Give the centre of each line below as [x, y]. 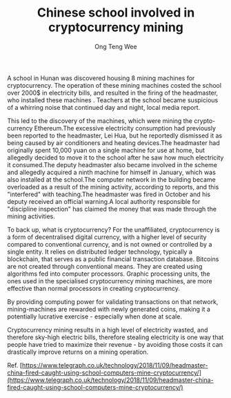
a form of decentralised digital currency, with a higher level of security [107, 237]
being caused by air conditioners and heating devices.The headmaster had [113, 142]
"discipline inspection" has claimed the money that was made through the [112, 209]
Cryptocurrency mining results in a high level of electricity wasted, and [108, 330]
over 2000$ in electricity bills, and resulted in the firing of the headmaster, [113, 93]
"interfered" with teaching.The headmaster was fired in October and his [109, 194]
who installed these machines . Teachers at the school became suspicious [113, 100]
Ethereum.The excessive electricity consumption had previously [125, 128]
